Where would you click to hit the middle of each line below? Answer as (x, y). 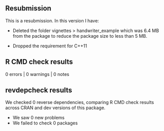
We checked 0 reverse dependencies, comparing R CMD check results (80, 102)
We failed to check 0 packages (45, 123)
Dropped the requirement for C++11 (50, 46)
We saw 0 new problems (38, 118)
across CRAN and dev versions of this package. (56, 108)
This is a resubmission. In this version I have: (52, 20)
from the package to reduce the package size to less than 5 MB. (80, 36)
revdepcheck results (39, 90)
